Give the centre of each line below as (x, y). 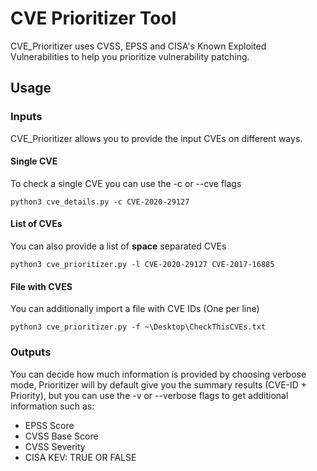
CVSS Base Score (61, 436)
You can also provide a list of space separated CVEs (118, 246)
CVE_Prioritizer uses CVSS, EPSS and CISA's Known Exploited (138, 46)
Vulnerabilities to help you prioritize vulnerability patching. (130, 56)
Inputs (26, 117)
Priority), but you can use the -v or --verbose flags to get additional (149, 395)
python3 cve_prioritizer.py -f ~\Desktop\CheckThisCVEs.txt (138, 327)
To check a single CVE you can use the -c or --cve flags (126, 183)
